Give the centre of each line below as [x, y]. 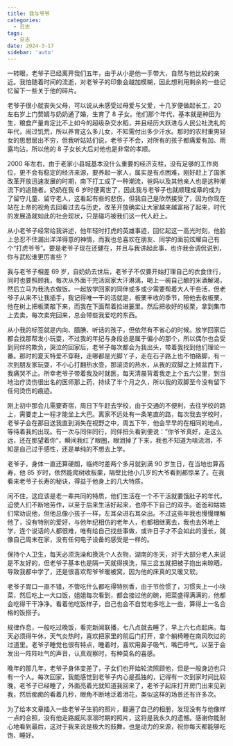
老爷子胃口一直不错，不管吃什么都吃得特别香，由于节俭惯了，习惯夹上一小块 [116, 586]
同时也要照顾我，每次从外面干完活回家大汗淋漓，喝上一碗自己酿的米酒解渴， [116, 280]
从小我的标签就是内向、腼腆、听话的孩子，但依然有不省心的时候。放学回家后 [116, 330]
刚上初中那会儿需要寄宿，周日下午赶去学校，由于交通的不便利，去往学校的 [113, 405]
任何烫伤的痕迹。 [32, 390]
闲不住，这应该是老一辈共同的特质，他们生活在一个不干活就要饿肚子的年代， [116, 495]
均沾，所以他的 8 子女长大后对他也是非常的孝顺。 [84, 149]
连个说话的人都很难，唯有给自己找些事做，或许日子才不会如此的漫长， [119, 530]
